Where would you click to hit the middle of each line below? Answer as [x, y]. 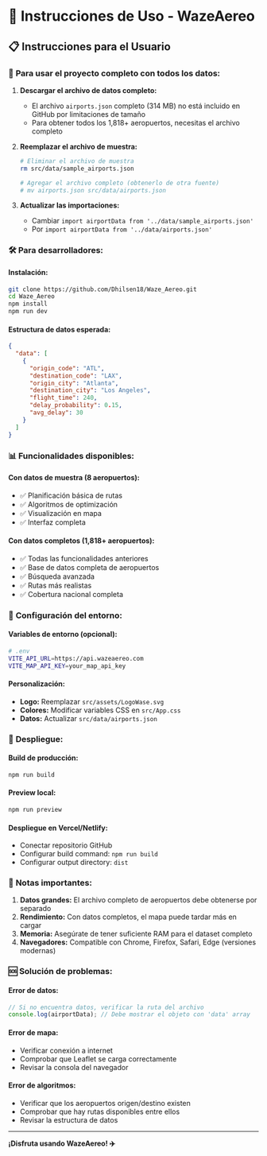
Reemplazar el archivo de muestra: [78, 146]
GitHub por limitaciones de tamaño [88, 114]
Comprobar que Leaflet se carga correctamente [98, 1059]
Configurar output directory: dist [74, 863]
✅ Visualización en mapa [60, 513]
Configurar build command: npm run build [89, 854]
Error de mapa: [33, 1032]
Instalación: [28, 272]
